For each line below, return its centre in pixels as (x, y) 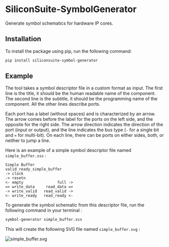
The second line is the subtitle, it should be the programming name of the (81, 99)
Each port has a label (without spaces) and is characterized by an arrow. (80, 114)
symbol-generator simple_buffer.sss (44, 220)
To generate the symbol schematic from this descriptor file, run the (75, 205)
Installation (23, 39)
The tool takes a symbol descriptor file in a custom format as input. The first (84, 88)
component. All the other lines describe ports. (53, 104)
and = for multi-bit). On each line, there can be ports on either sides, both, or (84, 135)
